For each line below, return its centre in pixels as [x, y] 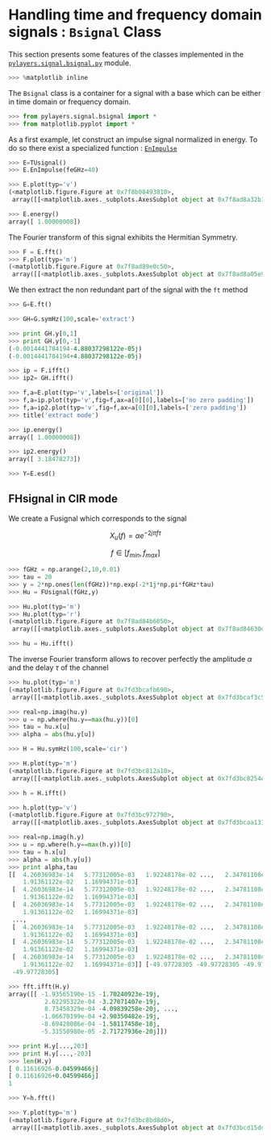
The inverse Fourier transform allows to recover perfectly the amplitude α [130, 659]
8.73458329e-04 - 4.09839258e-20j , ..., [111, 1009]
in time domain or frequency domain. [70, 102]
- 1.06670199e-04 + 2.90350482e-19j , [100, 1017]
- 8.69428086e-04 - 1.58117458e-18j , [100, 1024]
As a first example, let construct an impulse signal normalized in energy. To [133, 139]
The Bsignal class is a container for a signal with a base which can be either [135, 93]
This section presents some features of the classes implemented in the [126, 54]
